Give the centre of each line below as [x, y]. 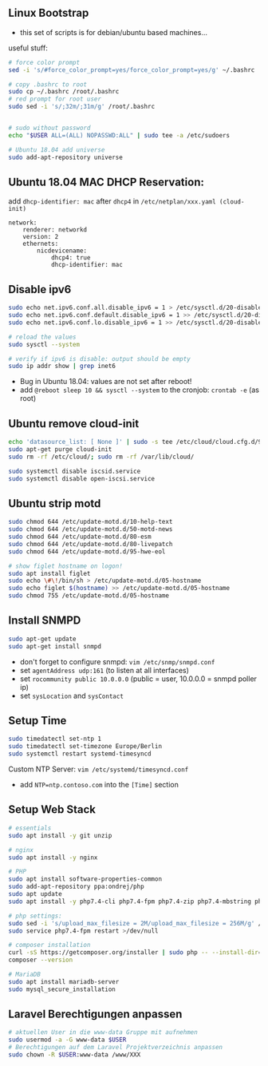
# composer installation [49, 945]
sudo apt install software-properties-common [85, 879]
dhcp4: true [71, 258]
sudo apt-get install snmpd [55, 646]
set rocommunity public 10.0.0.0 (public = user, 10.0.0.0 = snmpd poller [138, 679]
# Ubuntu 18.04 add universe [57, 150]
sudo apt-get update [43, 639]
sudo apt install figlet [49, 573]
